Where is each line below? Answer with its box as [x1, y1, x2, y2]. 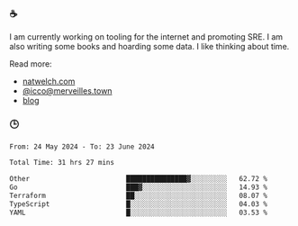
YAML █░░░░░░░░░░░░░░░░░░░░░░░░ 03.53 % [9, 208, 268, 217]
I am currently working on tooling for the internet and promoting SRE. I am [9, 32, 284, 42]
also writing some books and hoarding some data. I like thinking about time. [9, 41, 290, 52]
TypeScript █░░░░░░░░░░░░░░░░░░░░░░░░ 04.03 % [9, 199, 268, 209]
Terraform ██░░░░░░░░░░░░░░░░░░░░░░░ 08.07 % [9, 192, 268, 201]
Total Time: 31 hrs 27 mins [9, 158, 115, 167]
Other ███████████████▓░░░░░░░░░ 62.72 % [9, 175, 268, 184]
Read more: [9, 59, 52, 69]
